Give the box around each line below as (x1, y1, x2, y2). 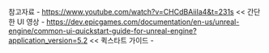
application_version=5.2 (8, 35, 88, 45)
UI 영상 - (16, 17, 45, 26)
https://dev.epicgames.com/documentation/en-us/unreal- (46, 17, 240, 26)
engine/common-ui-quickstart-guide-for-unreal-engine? (8, 26, 197, 35)
